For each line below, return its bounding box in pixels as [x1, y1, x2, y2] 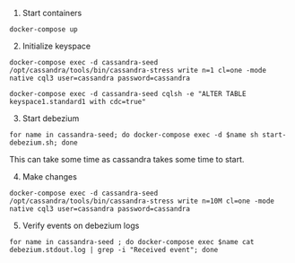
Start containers [22, 8, 82, 18]
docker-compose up [9, 25, 78, 34]
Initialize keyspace [22, 40, 91, 51]
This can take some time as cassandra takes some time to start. [9, 154, 245, 164]
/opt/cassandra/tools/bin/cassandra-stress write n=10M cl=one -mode [9, 197, 275, 206]
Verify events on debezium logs [22, 220, 140, 231]
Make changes [22, 171, 78, 182]
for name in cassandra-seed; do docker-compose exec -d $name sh [9, 130, 258, 139]
